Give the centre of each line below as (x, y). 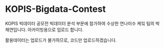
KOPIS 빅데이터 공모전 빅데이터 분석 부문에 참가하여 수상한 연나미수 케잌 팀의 (80, 23)
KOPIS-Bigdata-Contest (55, 9)
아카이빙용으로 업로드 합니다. (55, 29)
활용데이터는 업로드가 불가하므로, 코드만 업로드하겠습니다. (61, 40)
